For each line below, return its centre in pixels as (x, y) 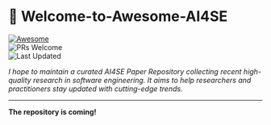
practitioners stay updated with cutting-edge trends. (96, 89)
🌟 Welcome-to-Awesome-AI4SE (118, 17)
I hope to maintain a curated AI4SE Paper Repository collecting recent (125, 71)
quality (20, 80)
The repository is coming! (52, 111)
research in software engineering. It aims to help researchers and (142, 80)
